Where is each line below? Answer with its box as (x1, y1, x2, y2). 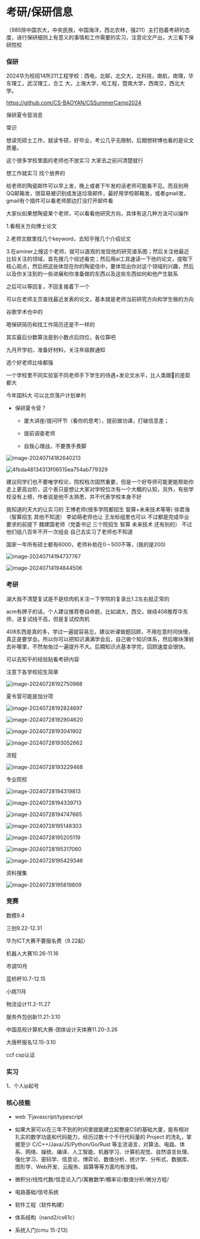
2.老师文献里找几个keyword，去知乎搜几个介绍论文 (6, 235, 131, 242)
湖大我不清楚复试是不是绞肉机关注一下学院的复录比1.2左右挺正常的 (6, 595, 170, 602)
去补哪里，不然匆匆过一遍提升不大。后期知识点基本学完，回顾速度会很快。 (6, 642, 189, 650)
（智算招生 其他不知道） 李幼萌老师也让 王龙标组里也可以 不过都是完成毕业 (6, 514, 189, 521)
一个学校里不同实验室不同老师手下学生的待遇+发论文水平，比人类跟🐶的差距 (6, 372, 190, 379)
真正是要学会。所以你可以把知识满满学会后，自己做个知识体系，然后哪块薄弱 (6, 635, 194, 642)
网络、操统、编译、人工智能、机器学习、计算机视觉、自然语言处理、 (25, 1148, 192, 1155)
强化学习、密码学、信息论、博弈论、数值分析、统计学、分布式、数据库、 (14, 1155, 192, 1163)
